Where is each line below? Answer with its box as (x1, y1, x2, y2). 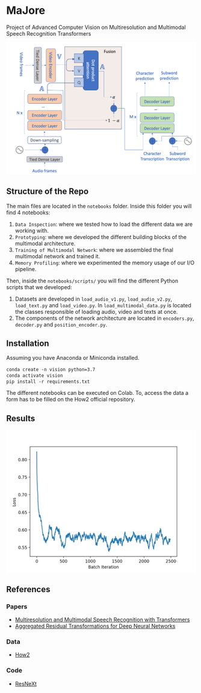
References (6, 584, 51, 595)
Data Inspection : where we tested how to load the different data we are (14, 220, 193, 228)
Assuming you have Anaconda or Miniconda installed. (6, 354, 140, 362)
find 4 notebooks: (6, 209, 51, 216)
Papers (6, 602, 28, 610)
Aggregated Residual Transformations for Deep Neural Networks (14, 622, 176, 630)
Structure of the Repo (6, 187, 89, 197)
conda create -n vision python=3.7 (6, 366, 96, 373)
